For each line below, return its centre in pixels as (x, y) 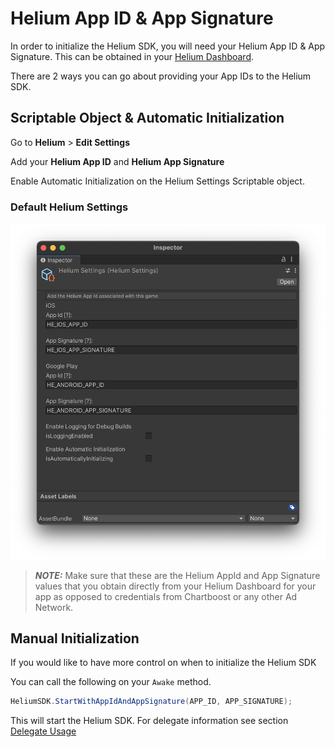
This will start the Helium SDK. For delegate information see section (149, 721)
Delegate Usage (43, 731)
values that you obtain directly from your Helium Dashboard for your (175, 586)
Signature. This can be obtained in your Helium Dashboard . (132, 56)
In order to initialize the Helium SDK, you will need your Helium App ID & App (168, 46)
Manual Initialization (75, 638)
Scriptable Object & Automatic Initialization (147, 118)
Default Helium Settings (69, 207)
